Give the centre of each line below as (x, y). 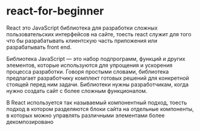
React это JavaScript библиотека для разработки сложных (82, 28)
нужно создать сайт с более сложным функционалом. (77, 91)
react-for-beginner (55, 11)
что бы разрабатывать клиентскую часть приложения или (82, 40)
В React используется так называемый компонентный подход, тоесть (97, 102)
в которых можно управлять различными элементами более (85, 115)
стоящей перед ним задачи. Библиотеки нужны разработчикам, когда (98, 84)
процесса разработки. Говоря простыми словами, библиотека (88, 71)
